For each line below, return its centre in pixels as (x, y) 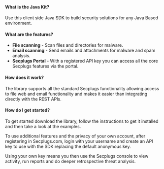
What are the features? (29, 34)
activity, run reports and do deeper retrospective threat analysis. (70, 161)
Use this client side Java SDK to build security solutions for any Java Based (82, 18)
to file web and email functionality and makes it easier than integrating (76, 94)
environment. (18, 23)
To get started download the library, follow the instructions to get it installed (82, 121)
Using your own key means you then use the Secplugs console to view (77, 156)
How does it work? (25, 77)
